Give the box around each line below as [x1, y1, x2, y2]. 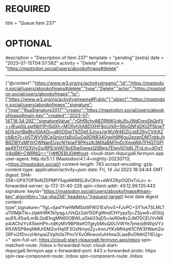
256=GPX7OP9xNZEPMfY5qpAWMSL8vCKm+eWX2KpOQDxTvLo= [5, 177, 147, 183]
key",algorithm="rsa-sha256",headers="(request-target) [5, 193, 124, 199]
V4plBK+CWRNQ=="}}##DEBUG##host [5, 150, 89, 156]
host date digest [124, 193, 159, 199]
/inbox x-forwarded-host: [39, 242, 93, 248]
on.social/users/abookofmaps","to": [5, 91, 80, 97]
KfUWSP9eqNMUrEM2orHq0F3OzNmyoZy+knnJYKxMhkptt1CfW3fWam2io [5, 226, 164, 232]
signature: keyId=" [5, 188, 44, 194]
